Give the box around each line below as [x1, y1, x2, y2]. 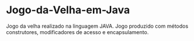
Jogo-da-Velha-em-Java [6, 3, 131, 17]
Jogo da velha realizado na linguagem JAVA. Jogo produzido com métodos [6, 23, 189, 29]
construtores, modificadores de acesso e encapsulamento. [6, 28, 149, 35]
